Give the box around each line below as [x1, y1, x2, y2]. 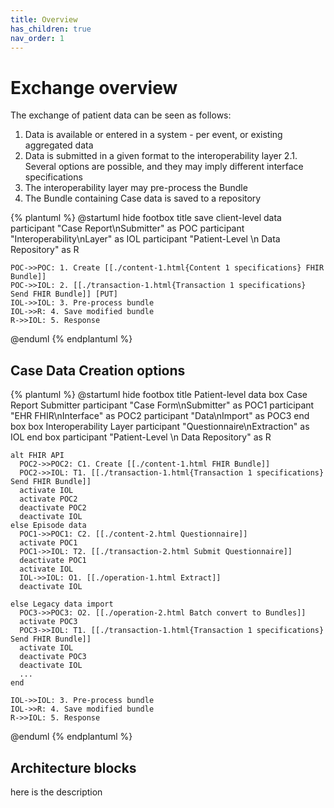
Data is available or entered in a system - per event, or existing [24, 129, 283, 141]
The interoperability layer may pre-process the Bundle [24, 182, 248, 194]
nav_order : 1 [10, 33, 65, 43]
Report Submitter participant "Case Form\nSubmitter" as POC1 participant [10, 399, 315, 411]
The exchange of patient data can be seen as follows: [10, 109, 232, 121]
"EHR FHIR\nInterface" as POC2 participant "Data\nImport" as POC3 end [10, 410, 310, 422]
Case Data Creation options [10, 362, 186, 379]
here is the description [10, 786, 103, 798]
